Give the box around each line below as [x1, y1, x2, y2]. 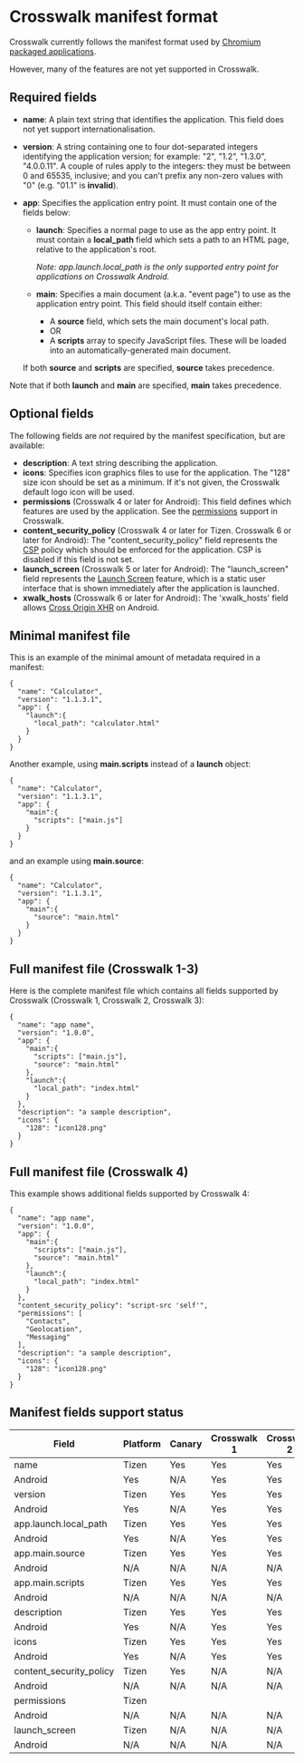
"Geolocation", [25, 1325, 83, 1334]
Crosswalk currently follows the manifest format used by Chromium [9, 36, 261, 47]
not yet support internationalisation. [22, 123, 156, 134]
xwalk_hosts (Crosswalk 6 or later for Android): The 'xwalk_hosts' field [22, 592, 289, 603]
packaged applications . [9, 45, 97, 56]
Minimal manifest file [9, 628, 131, 643]
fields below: [22, 207, 71, 218]
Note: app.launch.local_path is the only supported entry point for [35, 261, 279, 272]
